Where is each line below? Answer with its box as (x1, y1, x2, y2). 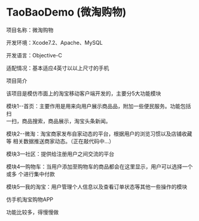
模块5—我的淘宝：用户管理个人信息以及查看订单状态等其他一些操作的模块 (6, 183, 188, 190)
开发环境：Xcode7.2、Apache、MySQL (6, 39, 103, 46)
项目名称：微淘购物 (6, 26, 54, 33)
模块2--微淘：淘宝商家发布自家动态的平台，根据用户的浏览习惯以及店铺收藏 (6, 130, 192, 137)
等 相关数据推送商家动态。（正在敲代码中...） (6, 137, 115, 145)
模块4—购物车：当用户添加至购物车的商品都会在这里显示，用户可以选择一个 (6, 162, 193, 170)
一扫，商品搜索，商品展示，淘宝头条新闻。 (6, 117, 111, 124)
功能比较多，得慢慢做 (6, 208, 59, 216)
